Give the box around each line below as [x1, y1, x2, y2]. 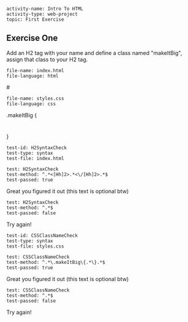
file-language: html [6, 73, 59, 79]
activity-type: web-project [6, 11, 78, 17]
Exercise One [6, 33, 58, 43]
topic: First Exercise [6, 16, 64, 23]
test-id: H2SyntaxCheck [6, 145, 67, 151]
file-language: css [6, 101, 56, 107]
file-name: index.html [6, 67, 64, 73]
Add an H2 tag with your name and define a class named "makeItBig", [6, 49, 182, 56]
